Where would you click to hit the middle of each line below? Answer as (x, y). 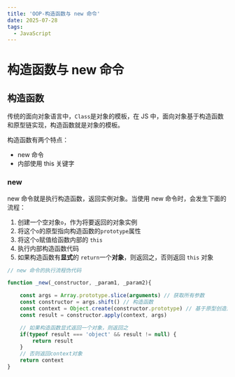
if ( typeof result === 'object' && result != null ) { (98, 334)
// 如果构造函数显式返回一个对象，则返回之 (74, 328)
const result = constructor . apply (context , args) (94, 315)
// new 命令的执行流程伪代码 (44, 270)
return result (53, 341)
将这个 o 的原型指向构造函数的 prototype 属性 (79, 231)
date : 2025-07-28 (33, 20)
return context (42, 361)
